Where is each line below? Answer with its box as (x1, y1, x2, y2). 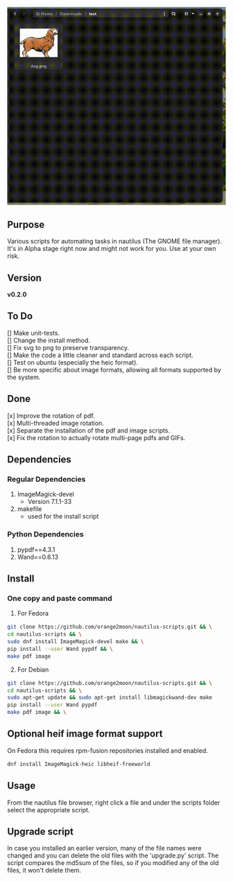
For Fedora (17, 609, 49, 618)
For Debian (17, 665, 49, 674)
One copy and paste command (7, 593, 112, 603)
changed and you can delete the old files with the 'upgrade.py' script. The (7, 851, 219, 860)
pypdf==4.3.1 (17, 545, 55, 554)
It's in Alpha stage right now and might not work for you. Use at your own (7, 245, 216, 253)
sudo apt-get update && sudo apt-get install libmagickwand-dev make (7, 694, 213, 701)
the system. (7, 373, 41, 381)
